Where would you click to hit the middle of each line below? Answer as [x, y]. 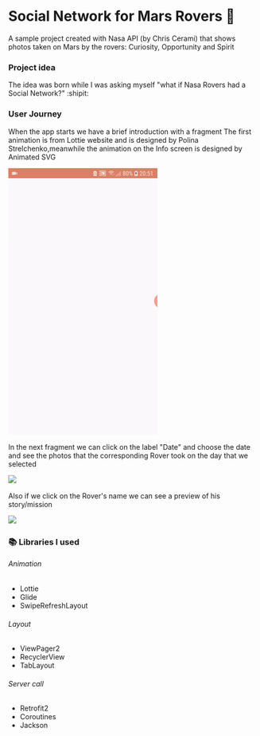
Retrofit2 [34, 708]
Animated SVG [32, 157]
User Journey [35, 114]
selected [23, 464]
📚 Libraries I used [44, 541]
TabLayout [37, 666]
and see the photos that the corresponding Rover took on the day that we [128, 455]
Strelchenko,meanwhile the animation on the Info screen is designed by [125, 148]
